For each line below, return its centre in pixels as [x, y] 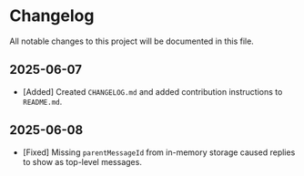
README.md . [42, 101]
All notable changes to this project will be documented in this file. [132, 41]
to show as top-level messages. [82, 161]
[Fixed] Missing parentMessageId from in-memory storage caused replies [159, 152]
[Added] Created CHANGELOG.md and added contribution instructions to [152, 91]
